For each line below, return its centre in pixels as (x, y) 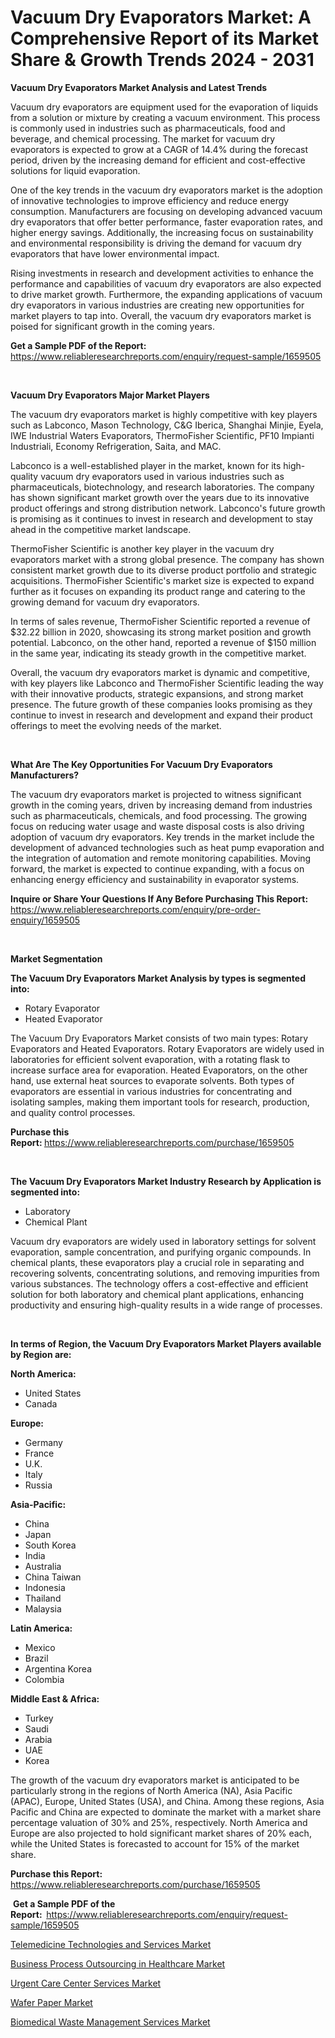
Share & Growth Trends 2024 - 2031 (162, 60)
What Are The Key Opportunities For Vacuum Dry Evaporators (141, 764)
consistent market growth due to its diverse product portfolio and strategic (163, 570)
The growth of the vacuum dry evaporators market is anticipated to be (155, 1780)
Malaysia (43, 1608)
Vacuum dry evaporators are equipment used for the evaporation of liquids (164, 107)
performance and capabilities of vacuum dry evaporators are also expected (166, 283)
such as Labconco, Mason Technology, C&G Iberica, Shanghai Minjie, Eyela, (167, 425)
